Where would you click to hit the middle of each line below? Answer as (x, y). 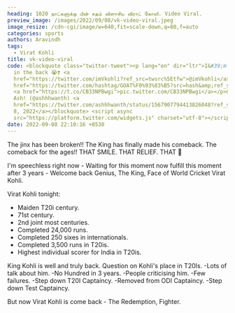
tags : (15, 46)
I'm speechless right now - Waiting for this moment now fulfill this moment (114, 165)
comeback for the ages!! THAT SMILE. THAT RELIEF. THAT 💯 (95, 152)
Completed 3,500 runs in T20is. (63, 244)
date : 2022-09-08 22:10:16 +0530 (56, 124)
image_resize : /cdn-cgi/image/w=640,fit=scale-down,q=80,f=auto (103, 27)
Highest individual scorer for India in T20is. (79, 252)
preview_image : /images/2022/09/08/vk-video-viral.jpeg (90, 20)
